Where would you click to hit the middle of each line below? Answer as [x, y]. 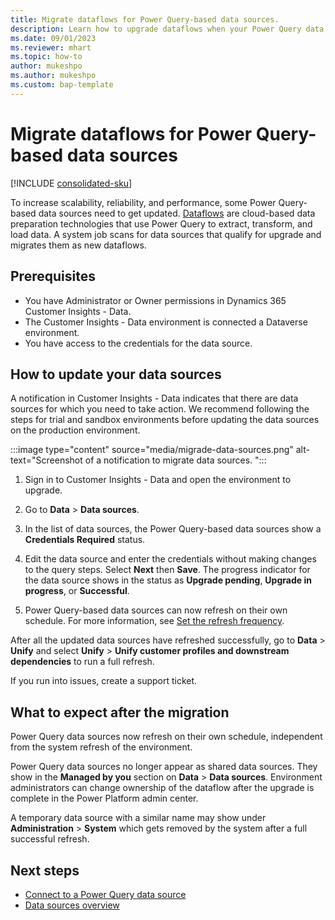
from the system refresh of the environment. [101, 747]
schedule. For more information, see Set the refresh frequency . [154, 621]
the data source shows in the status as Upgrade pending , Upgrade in [168, 580]
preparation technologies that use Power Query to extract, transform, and [161, 223]
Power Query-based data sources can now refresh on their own [156, 610]
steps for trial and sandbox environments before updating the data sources [165, 420]
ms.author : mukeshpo [53, 76]
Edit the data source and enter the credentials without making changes [170, 559]
